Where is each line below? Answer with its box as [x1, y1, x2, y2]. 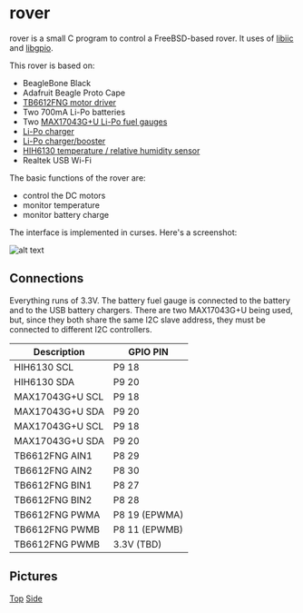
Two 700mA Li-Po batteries [22, 106, 125, 117]
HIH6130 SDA [14, 375, 75, 388]
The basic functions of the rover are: [9, 172, 147, 183]
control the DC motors [22, 190, 106, 201]
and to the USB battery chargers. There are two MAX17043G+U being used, [9, 304, 293, 315]
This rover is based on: [9, 60, 95, 71]
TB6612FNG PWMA [14, 508, 101, 520]
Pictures [9, 569, 58, 584]
